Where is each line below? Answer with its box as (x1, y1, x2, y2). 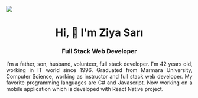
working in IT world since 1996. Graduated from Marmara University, (6, 67, 193, 74)
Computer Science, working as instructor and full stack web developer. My (6, 73, 193, 80)
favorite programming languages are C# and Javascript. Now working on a (6, 79, 193, 86)
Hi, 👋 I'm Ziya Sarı (55, 26, 144, 40)
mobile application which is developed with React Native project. (6, 86, 164, 93)
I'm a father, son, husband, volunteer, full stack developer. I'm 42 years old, (6, 60, 193, 67)
